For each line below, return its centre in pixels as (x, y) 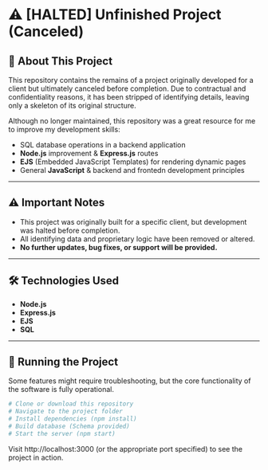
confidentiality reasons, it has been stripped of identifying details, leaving (129, 97)
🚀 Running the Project (63, 362)
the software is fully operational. (61, 390)
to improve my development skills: (65, 129)
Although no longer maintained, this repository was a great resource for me (132, 121)
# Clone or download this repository (71, 404)
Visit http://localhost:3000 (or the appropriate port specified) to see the (126, 448)
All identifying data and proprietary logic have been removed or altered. (137, 239)
